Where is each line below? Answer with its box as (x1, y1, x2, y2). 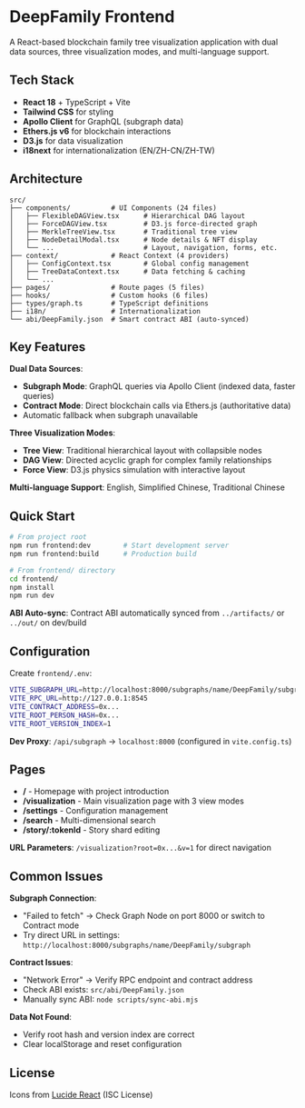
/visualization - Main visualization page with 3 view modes (22, 795, 245, 806)
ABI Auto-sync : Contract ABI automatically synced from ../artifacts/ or (9, 607, 285, 619)
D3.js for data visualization (22, 135, 123, 146)
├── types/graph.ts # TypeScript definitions (9, 298, 209, 308)
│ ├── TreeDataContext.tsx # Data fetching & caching (9, 266, 246, 276)
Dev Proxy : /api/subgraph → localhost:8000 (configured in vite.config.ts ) (9, 735, 292, 746)
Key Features (9, 339, 86, 354)
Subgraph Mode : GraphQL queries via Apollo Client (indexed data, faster (22, 381, 296, 392)
